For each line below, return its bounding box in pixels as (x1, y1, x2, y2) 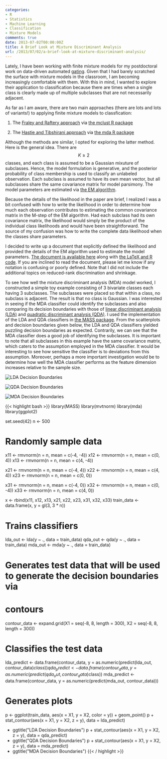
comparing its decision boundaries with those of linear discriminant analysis (5, 306, 162, 312)
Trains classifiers (5, 520, 78, 531)
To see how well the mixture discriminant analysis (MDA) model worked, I (5, 279, 156, 285)
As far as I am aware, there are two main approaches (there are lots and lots (5, 105, 161, 111)
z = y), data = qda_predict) (12, 732, 67, 738)
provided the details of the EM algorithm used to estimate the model (5, 248, 145, 254)
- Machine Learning (5, 21, 46, 27)
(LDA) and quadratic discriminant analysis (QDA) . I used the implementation (5, 311, 161, 317)
